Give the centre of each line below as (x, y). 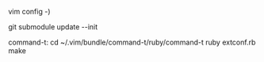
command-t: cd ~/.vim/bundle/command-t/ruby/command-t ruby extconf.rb (132, 42)
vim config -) (29, 12)
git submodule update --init (53, 27)
